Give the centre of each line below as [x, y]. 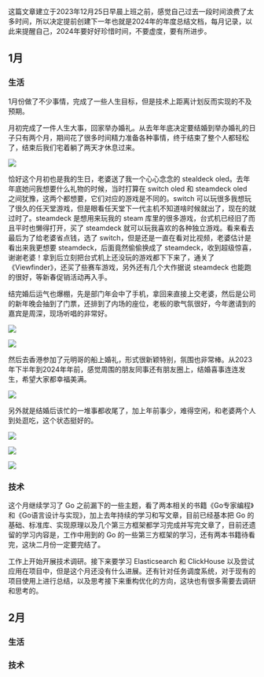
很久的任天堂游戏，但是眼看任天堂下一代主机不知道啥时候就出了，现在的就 [135, 208]
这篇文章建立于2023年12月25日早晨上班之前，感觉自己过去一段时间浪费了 [128, 11]
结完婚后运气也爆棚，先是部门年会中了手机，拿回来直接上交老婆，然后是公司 [132, 294]
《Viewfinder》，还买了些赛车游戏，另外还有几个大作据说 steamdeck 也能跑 [130, 267]
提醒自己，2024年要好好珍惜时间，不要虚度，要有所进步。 [116, 31]
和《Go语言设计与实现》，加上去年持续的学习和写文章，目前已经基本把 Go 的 [131, 515]
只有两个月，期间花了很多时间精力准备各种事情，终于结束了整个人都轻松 [132, 137]
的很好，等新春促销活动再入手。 [60, 276]
